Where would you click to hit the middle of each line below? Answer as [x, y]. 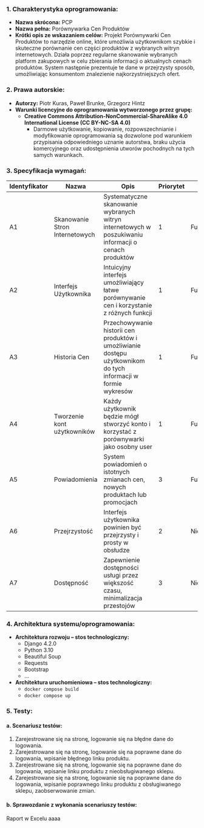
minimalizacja [123, 598]
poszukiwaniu [123, 234]
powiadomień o [125, 464]
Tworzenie [69, 416]
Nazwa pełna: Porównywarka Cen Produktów [72, 29]
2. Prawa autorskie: [36, 90]
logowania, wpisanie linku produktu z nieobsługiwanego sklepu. [95, 771]
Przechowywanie [128, 322]
